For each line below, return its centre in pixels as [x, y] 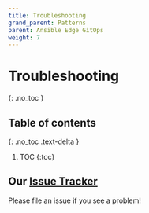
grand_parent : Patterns [47, 23]
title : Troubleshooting [47, 15]
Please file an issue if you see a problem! [75, 200]
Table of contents [52, 123]
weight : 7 [24, 37]
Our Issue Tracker [53, 182]
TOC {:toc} [37, 157]
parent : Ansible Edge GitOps [56, 30]
